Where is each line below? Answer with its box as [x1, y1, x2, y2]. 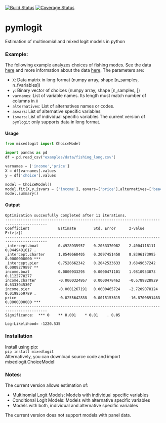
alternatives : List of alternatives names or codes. [12, 103, 115, 109]
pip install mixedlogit [5, 349, 54, 354]
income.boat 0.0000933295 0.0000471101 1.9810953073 [5, 269, 156, 274]
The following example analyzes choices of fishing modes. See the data [5, 62, 152, 68]
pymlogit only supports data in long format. [12, 119, 100, 125]
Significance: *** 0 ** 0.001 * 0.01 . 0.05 [5, 313, 121, 317]
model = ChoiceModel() [5, 182, 52, 187]
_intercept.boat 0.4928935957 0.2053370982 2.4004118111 [5, 243, 156, 248]
